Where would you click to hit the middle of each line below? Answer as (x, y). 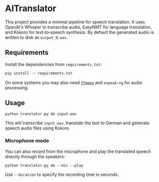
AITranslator (31, 8)
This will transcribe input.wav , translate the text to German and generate (77, 123)
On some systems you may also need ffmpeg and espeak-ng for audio (74, 83)
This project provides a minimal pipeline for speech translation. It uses (75, 22)
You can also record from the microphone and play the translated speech (78, 151)
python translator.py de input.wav (41, 114)
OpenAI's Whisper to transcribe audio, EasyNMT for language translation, (78, 27)
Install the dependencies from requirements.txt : (53, 64)
